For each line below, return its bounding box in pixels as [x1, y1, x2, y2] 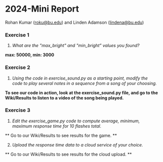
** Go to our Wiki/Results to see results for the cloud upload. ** [5, 151, 132, 157]
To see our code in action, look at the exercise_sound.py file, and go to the [5, 90, 158, 96]
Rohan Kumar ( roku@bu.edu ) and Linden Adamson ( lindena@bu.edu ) [5, 19, 145, 25]
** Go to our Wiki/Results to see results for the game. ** [5, 132, 117, 138]
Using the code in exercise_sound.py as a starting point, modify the [12, 75, 148, 81]
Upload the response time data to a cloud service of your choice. [12, 142, 144, 147]
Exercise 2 [5, 64, 31, 71]
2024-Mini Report [5, 3, 79, 15]
